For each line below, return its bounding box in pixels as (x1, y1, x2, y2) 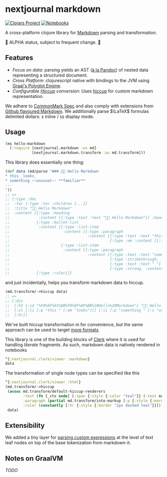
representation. (12, 93, 44, 99)
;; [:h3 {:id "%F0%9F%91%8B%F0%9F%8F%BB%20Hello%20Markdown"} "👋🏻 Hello (5, 303, 162, 308)
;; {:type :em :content (5, 238, 153, 243)
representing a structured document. (12, 72, 88, 78)
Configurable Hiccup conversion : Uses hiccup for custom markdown (12, 88, 153, 94)
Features (5, 54, 33, 62)
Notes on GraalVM (5, 454, 63, 463)
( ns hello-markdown (5, 141, 46, 146)
